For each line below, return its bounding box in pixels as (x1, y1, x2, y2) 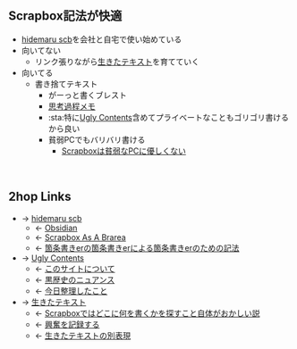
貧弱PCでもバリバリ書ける (47, 134, 146, 145)
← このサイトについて (34, 262, 115, 274)
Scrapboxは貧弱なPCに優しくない (61, 145, 187, 156)
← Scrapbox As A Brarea (34, 231, 126, 243)
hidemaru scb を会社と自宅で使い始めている (21, 34, 182, 45)
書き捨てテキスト (34, 79, 98, 89)
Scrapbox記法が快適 (8, 8, 123, 24)
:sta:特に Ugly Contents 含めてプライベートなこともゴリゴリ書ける (47, 112, 290, 122)
